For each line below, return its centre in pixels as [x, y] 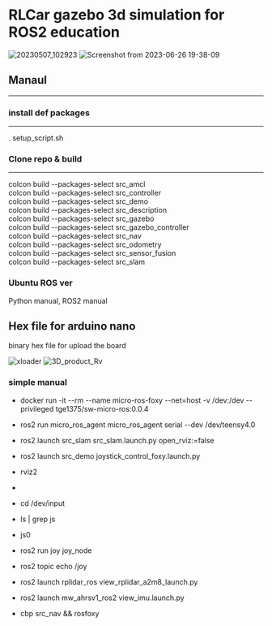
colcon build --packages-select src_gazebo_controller [99, 227]
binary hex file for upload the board [68, 346]
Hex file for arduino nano [72, 326]
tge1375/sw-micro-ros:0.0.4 [102, 408]
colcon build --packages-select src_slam [77, 262]
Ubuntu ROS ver [40, 283]
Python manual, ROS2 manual [58, 300]
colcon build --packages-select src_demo [78, 201]
